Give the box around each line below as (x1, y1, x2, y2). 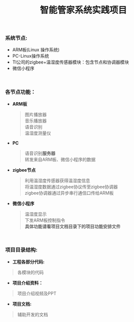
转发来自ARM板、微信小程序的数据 (24, 156, 96, 162)
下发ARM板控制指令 (24, 217, 66, 223)
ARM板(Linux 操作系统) (12, 47, 60, 53)
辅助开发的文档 (17, 311, 48, 318)
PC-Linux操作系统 (12, 53, 49, 59)
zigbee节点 (12, 167, 36, 173)
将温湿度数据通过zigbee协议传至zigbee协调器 (24, 184, 118, 190)
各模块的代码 (17, 269, 44, 275)
